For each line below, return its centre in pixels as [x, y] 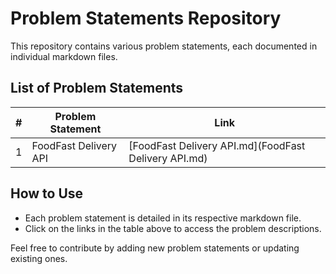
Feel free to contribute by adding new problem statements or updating [155, 248]
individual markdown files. [64, 56]
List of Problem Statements [97, 88]
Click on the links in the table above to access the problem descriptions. [173, 228]
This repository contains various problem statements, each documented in [164, 46]
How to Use [47, 193]
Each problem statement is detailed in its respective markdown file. [163, 218]
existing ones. [39, 258]
